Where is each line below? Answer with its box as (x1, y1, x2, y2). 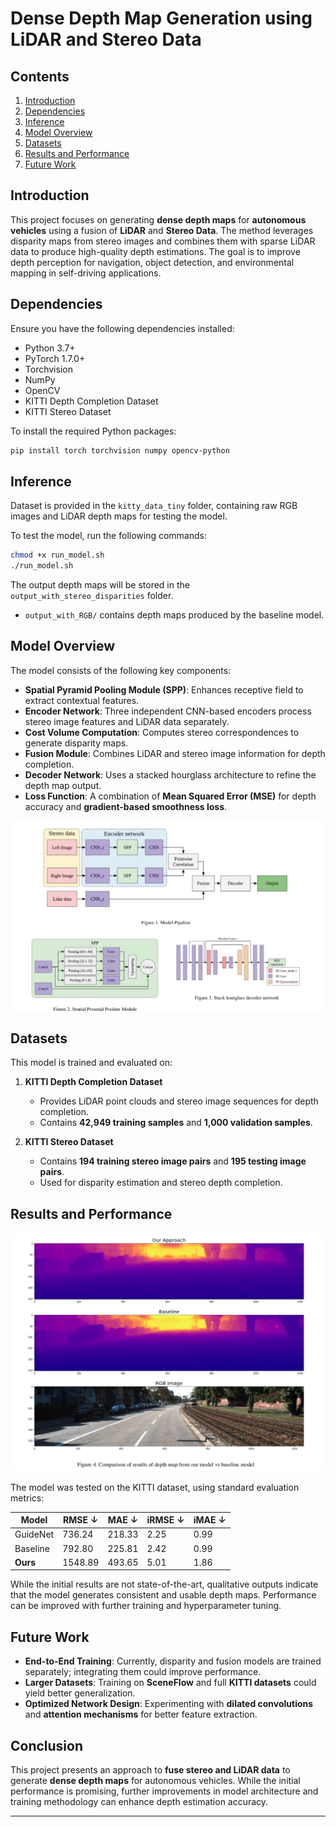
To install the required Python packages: (10, 425, 177, 437)
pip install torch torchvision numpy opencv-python (10, 445, 230, 456)
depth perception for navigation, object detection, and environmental (10, 256, 295, 268)
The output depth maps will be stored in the (10, 579, 190, 591)
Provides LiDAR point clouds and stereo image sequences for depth (39, 1095, 319, 1107)
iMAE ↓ (193, 1514, 227, 1526)
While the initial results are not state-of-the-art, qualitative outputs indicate (10, 1578, 319, 1591)
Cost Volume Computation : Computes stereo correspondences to (24, 726, 300, 738)
